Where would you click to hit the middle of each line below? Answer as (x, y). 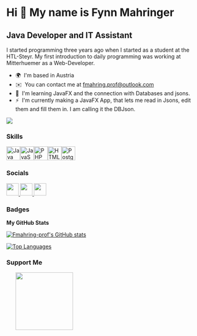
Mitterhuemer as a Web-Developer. (51, 63)
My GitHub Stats (28, 222)
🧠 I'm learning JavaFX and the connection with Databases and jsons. (102, 93)
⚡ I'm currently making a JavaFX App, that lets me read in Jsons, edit (103, 100)
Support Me (24, 262)
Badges (18, 209)
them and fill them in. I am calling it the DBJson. (75, 109)
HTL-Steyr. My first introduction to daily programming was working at (94, 57)
